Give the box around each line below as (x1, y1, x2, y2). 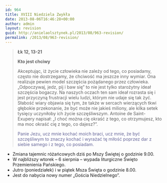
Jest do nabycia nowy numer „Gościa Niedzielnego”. (12, 172, 120, 178)
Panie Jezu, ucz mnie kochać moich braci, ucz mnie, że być (17, 131, 141, 137)
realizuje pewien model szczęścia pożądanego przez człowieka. (17, 78, 150, 85)
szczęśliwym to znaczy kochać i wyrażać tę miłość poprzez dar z (17, 136, 152, 142)
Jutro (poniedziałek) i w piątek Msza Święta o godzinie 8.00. (12, 167, 137, 173)
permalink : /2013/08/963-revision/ (5, 35, 79, 40)
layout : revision (5, 26, 41, 31)
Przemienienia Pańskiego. (12, 162, 66, 168)
